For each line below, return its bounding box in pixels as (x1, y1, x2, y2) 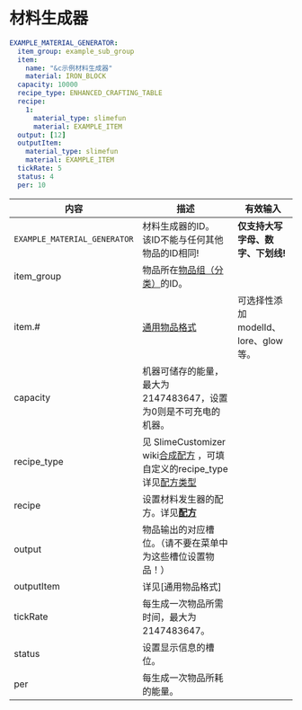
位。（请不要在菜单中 (142, 537, 228, 549)
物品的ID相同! (142, 246, 200, 259)
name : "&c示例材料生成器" (25, 64, 113, 73)
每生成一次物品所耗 (142, 671, 224, 684)
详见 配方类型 (142, 475, 197, 488)
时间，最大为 (142, 610, 197, 623)
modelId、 (237, 321, 281, 333)
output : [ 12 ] (17, 130, 67, 139)
